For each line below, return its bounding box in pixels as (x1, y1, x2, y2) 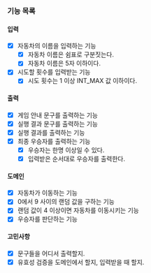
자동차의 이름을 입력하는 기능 (17, 42, 96, 50)
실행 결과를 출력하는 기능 (17, 128, 85, 137)
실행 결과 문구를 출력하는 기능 (17, 119, 98, 128)
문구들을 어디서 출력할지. (17, 249, 85, 258)
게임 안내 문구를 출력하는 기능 (17, 110, 98, 119)
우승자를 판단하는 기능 (17, 215, 78, 223)
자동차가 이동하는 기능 (17, 189, 78, 197)
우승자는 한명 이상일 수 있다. (27, 145, 105, 154)
